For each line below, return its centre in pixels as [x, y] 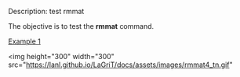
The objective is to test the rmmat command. [81, 26]
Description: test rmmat [46, 11]
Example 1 [24, 41]
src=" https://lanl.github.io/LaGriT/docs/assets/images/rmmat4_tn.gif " [120, 65]
